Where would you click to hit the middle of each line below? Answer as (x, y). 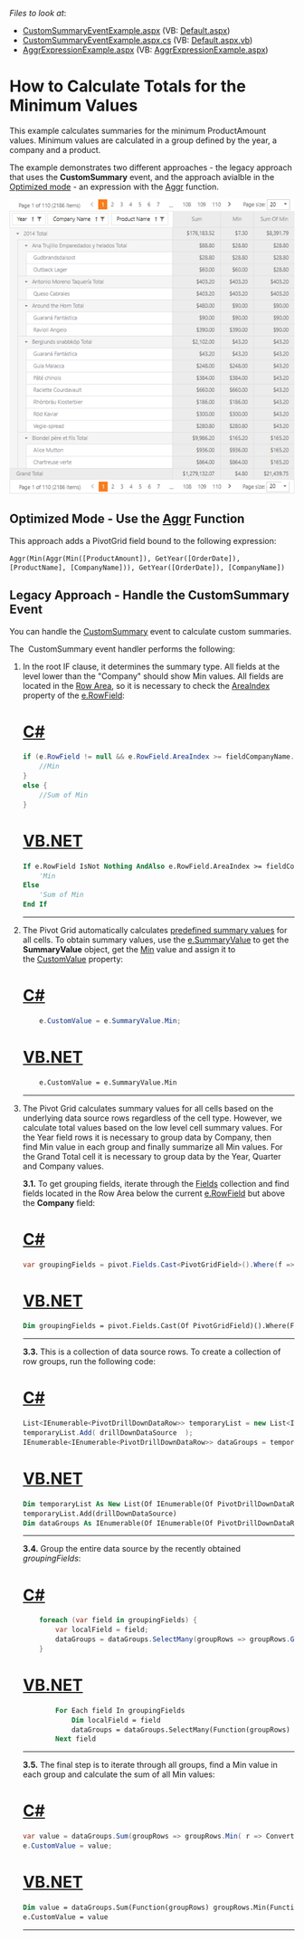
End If (35, 904)
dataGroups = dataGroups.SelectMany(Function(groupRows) (181, 1730)
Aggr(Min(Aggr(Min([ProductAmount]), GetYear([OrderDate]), (125, 559)
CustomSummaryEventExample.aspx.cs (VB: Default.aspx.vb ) (138, 40)
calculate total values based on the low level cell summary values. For (152, 1127)
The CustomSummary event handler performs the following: (122, 649)
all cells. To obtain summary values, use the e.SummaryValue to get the (156, 940)
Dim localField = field (116, 1720)
